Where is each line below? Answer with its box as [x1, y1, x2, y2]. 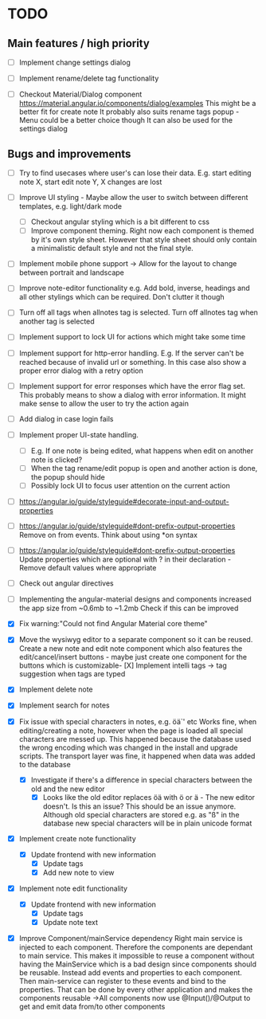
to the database [18, 759, 71, 769]
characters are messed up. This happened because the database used [18, 734, 252, 743]
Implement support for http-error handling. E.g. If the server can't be [18, 348, 244, 358]
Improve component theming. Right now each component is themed [30, 226, 254, 236]
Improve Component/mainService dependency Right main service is [18, 934, 244, 943]
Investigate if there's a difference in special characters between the [30, 774, 252, 785]
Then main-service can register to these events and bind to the [18, 977, 226, 986]
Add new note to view [42, 868, 115, 877]
